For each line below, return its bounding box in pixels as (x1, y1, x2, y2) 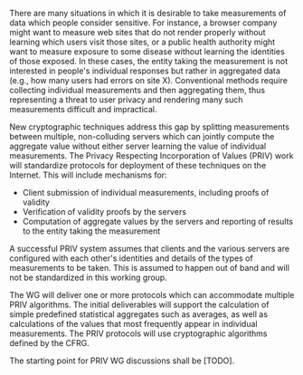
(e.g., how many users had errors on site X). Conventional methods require (9, 75, 288, 85)
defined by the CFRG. (9, 338, 90, 348)
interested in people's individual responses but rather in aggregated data (9, 65, 280, 76)
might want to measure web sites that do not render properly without (9, 27, 266, 37)
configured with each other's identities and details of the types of (9, 253, 253, 264)
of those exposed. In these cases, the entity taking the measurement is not (9, 56, 289, 66)
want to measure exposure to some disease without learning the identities (9, 46, 285, 57)
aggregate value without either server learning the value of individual (9, 140, 267, 151)
